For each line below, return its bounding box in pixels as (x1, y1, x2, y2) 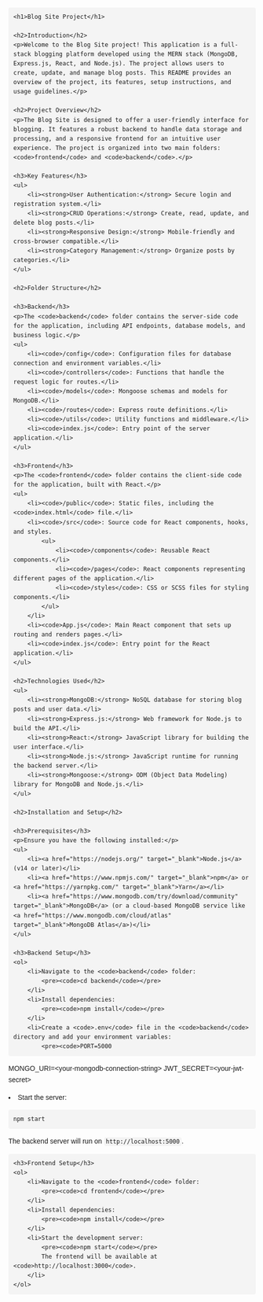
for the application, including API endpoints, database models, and (13, 322, 246, 329)
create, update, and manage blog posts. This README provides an (13, 69, 232, 77)
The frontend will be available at (41, 1252, 158, 1261)
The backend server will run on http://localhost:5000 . (8, 1137, 184, 1146)
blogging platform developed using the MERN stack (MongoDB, (34, 50, 239, 58)
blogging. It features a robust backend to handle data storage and (13, 125, 243, 133)
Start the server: (17, 1093, 68, 1102)
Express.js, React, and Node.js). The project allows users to (13, 60, 225, 68)
